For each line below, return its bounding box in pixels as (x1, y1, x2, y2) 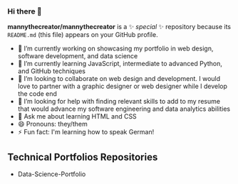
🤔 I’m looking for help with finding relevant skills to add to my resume (17, 97, 221, 106)
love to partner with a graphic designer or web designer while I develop (17, 82, 228, 91)
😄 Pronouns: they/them (17, 120, 88, 129)
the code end (17, 90, 57, 98)
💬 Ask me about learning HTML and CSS (17, 112, 137, 121)
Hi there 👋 (7, 6, 43, 16)
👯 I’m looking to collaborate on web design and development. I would (17, 75, 221, 83)
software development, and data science (17, 52, 138, 60)
